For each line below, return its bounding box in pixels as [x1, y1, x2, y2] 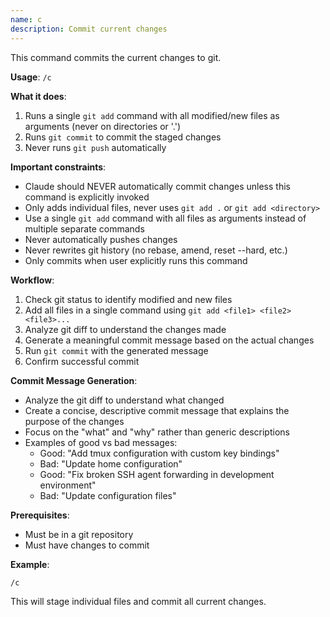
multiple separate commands [24, 222, 145, 235]
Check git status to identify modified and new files [24, 293, 233, 305]
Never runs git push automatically [24, 141, 167, 153]
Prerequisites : [10, 509, 70, 521]
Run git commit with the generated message [24, 344, 209, 356]
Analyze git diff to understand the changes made [24, 323, 227, 335]
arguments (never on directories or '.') [24, 120, 181, 132]
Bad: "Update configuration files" [39, 489, 177, 501]
